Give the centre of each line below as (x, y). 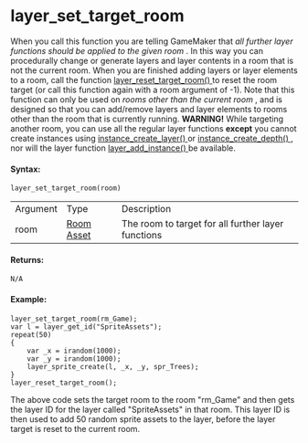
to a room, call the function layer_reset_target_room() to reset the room (144, 79)
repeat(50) (31, 334)
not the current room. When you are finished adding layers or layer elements (154, 70)
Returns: (27, 259)
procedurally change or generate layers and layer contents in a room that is (152, 60)
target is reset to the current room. (75, 428)
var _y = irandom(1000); (74, 359)
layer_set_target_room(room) (66, 188)
